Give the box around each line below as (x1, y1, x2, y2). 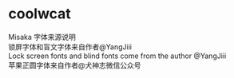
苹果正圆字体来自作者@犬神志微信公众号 (8, 60, 141, 70)
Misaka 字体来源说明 (8, 32, 76, 41)
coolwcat (8, 5, 72, 23)
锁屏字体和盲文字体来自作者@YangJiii (8, 41, 132, 52)
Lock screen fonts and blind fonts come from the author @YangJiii (8, 51, 227, 60)
